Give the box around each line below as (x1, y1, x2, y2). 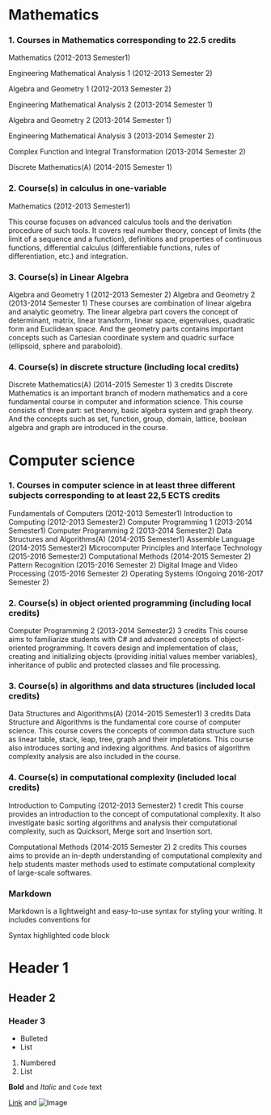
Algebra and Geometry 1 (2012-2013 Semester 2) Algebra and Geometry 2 (8, 289, 256, 300)
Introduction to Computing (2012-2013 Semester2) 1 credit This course (8, 800, 244, 810)
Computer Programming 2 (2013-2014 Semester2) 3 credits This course (8, 626, 248, 636)
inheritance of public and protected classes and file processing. (8, 661, 221, 670)
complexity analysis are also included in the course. (8, 752, 181, 762)
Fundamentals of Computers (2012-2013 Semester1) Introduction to (8, 508, 233, 518)
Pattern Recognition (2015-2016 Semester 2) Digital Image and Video (8, 560, 239, 569)
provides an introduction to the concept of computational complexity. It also (8, 809, 261, 818)
